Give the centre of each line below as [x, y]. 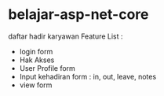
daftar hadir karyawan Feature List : [66, 36]
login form [36, 51]
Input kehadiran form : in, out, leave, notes [88, 76]
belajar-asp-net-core [78, 15]
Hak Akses [37, 60]
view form [36, 85]
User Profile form [47, 68]
